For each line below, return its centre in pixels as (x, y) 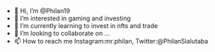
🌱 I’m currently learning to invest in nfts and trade (86, 26)
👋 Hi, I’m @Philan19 (42, 11)
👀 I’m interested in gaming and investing (72, 18)
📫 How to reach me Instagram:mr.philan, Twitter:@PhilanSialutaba (111, 41)
